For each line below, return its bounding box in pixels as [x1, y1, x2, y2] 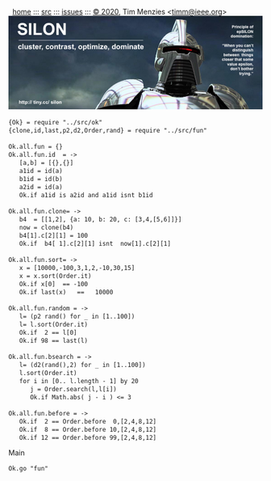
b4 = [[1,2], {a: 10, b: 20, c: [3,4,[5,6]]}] [19, 215, 182, 223]
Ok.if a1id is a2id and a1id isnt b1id [19, 191, 153, 199]
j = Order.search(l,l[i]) [29, 385, 117, 393]
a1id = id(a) [19, 167, 63, 175]
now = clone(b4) [19, 223, 74, 231]
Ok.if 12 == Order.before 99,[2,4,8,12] [19, 433, 157, 441]
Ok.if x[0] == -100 [19, 280, 89, 288]
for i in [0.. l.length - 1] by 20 [19, 377, 139, 385]
